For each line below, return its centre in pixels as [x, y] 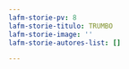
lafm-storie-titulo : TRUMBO [61, 26]
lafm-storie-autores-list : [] [65, 43]
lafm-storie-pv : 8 [43, 17]
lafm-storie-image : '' [51, 34]
